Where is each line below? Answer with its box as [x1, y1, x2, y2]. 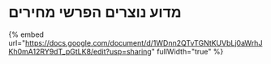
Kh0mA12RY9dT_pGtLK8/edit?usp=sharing [8, 46, 152, 56]
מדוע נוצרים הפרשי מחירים [8, 3, 182, 22]
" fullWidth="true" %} [151, 46, 224, 56]
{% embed [8, 30, 45, 39]
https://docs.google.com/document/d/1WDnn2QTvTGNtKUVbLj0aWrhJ [24, 38, 263, 47]
